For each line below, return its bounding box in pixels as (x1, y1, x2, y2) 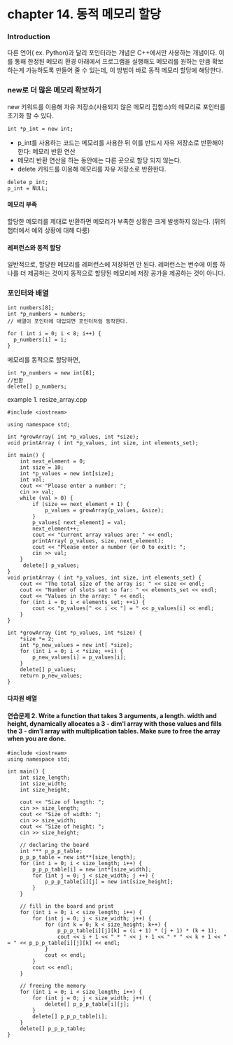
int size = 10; (20, 464, 64, 471)
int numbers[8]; (7, 304, 55, 311)
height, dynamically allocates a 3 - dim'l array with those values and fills (7, 719, 222, 728)
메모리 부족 (7, 200, 37, 209)
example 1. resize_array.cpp (7, 395, 87, 404)
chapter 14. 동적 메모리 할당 (7, 6, 162, 22)
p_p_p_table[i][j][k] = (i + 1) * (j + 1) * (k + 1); (57, 927, 218, 934)
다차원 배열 (7, 694, 37, 703)
